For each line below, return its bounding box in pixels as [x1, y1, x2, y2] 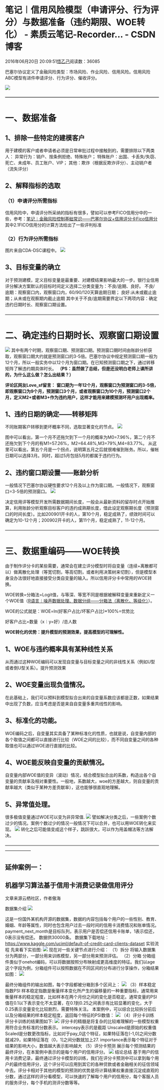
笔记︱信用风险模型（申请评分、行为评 [5, 4, 160, 16]
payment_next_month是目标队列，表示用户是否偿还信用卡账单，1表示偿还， [5, 928, 157, 934]
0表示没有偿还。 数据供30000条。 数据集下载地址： [5, 934, 109, 940]
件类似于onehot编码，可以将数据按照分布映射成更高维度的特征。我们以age [5, 959, 155, 965]
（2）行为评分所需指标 [5, 235, 59, 242]
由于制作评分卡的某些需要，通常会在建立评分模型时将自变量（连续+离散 [5, 563, 149, 569]
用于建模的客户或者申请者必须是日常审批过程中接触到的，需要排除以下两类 [5, 148, 155, 153]
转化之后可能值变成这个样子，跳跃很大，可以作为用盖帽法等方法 [20, 826, 149, 832]
